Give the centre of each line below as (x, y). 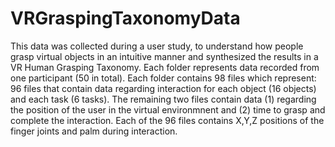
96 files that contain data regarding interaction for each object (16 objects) (163, 88)
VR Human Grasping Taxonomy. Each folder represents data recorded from (165, 67)
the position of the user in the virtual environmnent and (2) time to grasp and (168, 109)
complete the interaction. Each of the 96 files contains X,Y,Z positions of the (167, 120)
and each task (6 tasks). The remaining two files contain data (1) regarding (163, 99)
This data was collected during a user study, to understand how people (157, 46)
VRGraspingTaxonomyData (125, 18)
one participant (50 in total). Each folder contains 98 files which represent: (163, 78)
